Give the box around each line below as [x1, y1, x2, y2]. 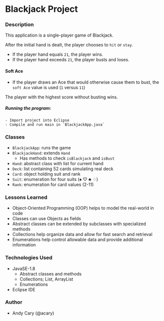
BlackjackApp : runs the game [12, 144, 71, 150]
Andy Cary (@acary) [12, 310, 54, 316]
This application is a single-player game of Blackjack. [5, 32, 114, 38]
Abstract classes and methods [19, 271, 82, 276]
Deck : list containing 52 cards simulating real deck [12, 166, 114, 172]
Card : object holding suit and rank [12, 171, 81, 177]
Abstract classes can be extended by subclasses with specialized [12, 221, 146, 227]
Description [5, 21, 34, 28]
